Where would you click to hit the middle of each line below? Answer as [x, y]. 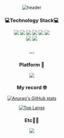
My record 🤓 [32, 87]
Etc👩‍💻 [32, 120]
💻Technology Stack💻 [32, 20]
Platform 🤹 [32, 65]
